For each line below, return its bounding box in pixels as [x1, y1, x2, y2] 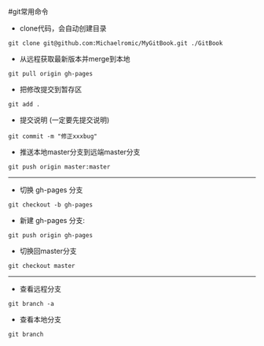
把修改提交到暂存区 [19, 85, 82, 94]
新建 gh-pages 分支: [19, 216, 85, 225]
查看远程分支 [19, 285, 61, 293]
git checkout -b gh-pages [8, 201, 93, 209]
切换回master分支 [19, 247, 77, 255]
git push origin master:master [8, 163, 111, 171]
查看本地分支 [19, 314, 61, 324]
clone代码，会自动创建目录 [19, 24, 108, 33]
